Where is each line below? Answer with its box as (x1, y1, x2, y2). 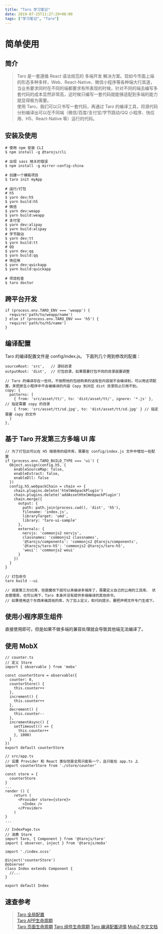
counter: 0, (9, 677, 34, 682)
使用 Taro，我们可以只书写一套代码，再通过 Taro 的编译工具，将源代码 (17, 104, 158, 109)
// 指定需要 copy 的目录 (5, 402, 50, 406)
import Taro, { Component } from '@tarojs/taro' (5, 837, 106, 842)
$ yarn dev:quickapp (5, 263, 47, 267)
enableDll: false (14, 475, 49, 480)
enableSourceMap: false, (14, 467, 64, 472)
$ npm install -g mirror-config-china (5, 163, 84, 168)
